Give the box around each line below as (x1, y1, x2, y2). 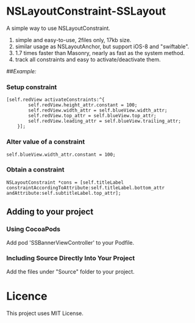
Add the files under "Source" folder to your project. (6, 267, 135, 275)
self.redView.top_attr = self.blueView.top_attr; (28, 113, 157, 119)
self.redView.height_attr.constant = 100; (28, 102, 138, 108)
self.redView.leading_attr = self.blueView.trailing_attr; (28, 118, 182, 125)
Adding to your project (6, 206, 94, 217)
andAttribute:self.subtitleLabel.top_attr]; (6, 190, 121, 196)
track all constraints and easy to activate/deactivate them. (15, 56, 161, 63)
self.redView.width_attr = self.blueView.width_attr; (28, 107, 168, 114)
